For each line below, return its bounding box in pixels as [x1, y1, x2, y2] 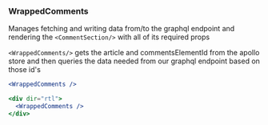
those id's [8, 65, 42, 75]
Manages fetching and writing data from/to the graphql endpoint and [8, 24, 235, 34]
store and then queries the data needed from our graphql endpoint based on [8, 56, 260, 66]
